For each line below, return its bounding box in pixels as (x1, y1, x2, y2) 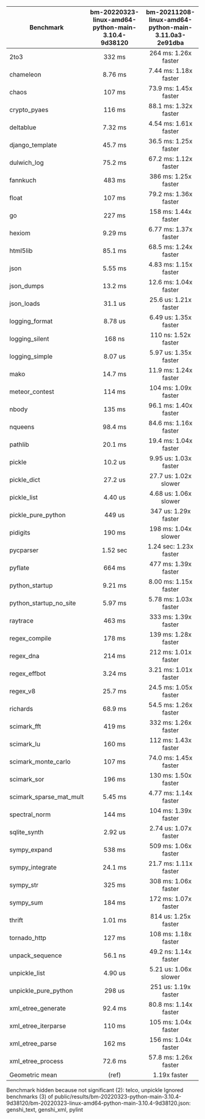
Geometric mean (9, 1071, 57, 1079)
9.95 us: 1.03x (149, 454, 192, 462)
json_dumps (9, 282, 45, 290)
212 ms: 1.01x (149, 648, 192, 656)
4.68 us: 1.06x (149, 490, 192, 498)
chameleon (9, 70, 41, 78)
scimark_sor (9, 775, 45, 783)
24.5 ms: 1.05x (148, 683, 193, 691)
